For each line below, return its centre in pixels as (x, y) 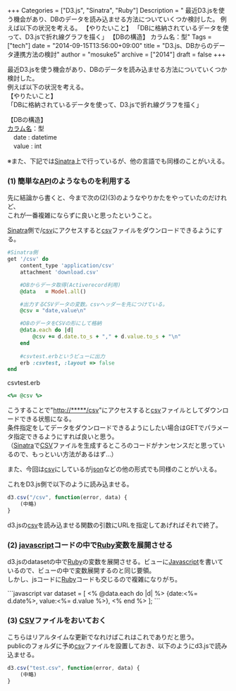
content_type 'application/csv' (67, 266)
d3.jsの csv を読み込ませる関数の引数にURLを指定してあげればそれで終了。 (114, 525)
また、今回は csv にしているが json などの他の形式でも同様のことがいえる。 (114, 469)
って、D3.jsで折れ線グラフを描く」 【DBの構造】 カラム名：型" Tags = (110, 37)
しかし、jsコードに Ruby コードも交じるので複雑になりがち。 (94, 580)
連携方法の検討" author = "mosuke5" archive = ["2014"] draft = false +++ (119, 54)
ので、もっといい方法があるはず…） (65, 454)
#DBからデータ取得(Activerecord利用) (70, 285)
